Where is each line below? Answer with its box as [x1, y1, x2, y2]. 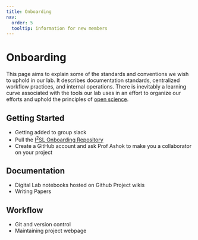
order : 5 [11, 20, 33, 26]
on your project [14, 149, 53, 156]
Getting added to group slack [14, 129, 87, 135]
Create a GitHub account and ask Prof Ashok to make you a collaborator [14, 142, 192, 149]
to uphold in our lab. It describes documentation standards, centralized [6, 77, 180, 84]
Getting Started [6, 113, 65, 123]
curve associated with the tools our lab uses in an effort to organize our [6, 90, 181, 97]
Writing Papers [14, 188, 52, 195]
